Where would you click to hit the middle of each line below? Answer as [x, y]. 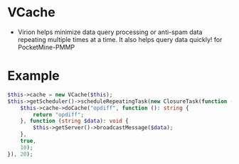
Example [33, 76]
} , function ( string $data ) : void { [75, 121]
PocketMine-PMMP [46, 47]
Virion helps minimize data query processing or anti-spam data [110, 32]
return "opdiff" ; [58, 114]
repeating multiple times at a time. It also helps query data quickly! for [120, 39]
